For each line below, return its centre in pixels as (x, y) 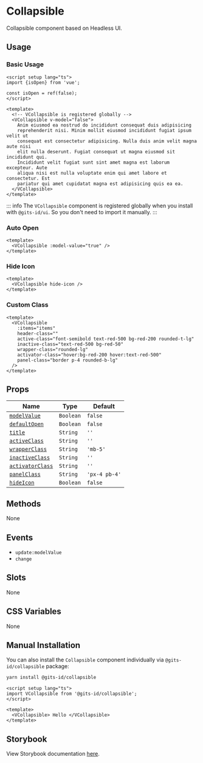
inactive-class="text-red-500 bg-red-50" (70, 344)
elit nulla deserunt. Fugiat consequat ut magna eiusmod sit (96, 152)
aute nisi (19, 146)
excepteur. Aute (27, 168)
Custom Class (27, 305)
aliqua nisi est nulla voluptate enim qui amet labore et (92, 173)
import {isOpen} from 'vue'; (43, 82)
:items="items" (36, 328)
